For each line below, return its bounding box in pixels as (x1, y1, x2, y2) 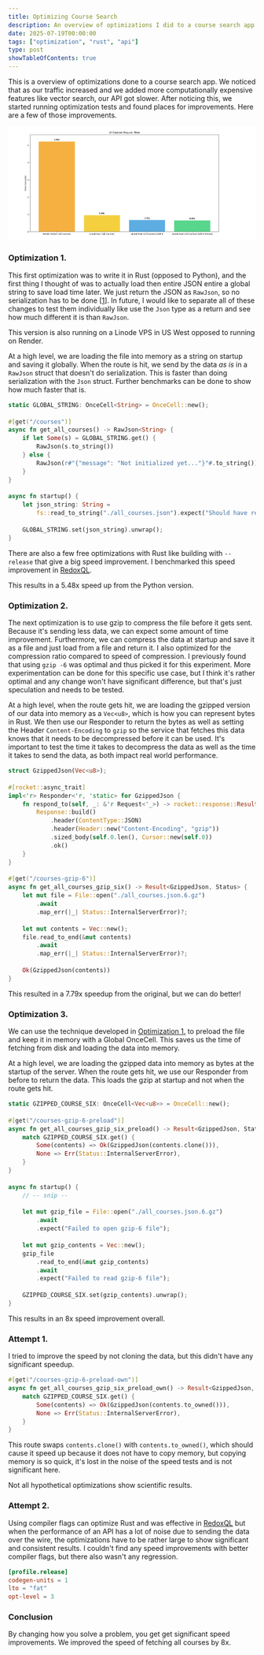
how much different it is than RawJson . (8, 312, 130, 322)
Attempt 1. (8, 1333, 49, 1344)
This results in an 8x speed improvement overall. (8, 1314, 166, 1323)
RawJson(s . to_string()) (36, 442, 114, 451)
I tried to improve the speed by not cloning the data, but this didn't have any (8, 1351, 254, 1361)
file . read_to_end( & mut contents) (22, 933, 132, 941)
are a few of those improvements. (8, 110, 117, 120)
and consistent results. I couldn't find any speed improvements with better (8, 1543, 249, 1552)
